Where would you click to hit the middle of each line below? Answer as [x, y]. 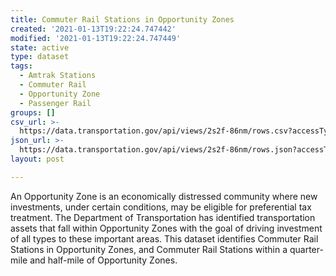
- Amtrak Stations [58, 76]
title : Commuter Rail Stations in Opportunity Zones [122, 19]
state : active [40, 47]
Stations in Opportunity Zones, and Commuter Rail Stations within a [149, 249]
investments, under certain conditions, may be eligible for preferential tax [161, 207]
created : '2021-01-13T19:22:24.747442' [93, 29]
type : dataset [40, 57]
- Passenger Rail [55, 103]
